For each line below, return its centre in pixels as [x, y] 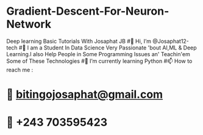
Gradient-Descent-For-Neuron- [88, 11]
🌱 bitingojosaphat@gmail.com [85, 94]
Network [29, 24]
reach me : [20, 70]
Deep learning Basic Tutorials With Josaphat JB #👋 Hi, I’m [79, 41]
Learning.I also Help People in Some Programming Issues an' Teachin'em [98, 54]
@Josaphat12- [170, 41]
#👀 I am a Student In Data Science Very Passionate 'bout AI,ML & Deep [108, 48]
